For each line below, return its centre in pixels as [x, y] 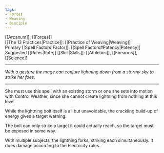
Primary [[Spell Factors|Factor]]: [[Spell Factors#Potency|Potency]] [73, 47]
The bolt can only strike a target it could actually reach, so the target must [79, 126]
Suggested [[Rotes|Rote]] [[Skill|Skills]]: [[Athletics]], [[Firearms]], [71, 53]
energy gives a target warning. [36, 116]
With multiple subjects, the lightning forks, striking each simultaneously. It [79, 140]
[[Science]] [16, 58]
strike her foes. [20, 77]
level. [10, 102]
